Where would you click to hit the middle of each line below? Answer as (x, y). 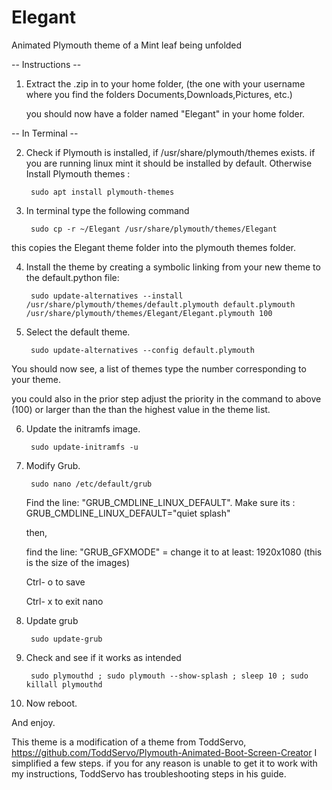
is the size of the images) (78, 562)
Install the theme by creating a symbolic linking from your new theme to (173, 267)
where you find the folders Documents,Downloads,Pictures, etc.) (159, 94)
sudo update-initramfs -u (84, 447)
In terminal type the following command (107, 210)
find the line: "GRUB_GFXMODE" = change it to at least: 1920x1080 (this (174, 552)
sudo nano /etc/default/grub (91, 484)
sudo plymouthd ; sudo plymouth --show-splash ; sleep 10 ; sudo (169, 676)
